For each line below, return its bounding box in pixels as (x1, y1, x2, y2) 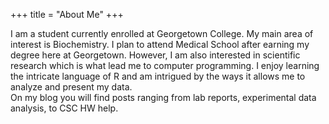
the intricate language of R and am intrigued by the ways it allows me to (10, 70, 306, 82)
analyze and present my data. (10, 81, 133, 93)
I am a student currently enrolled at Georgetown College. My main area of (10, 28, 314, 39)
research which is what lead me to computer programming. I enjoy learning (10, 60, 320, 71)
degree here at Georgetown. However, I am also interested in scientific (10, 49, 301, 61)
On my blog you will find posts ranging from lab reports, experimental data (10, 92, 317, 103)
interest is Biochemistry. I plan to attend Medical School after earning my (10, 39, 310, 50)
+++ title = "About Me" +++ (10, 9, 124, 20)
